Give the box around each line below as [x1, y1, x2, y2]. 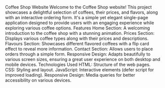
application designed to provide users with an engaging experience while [5, 20, 154, 26]
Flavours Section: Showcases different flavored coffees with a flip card [5, 41, 149, 46]
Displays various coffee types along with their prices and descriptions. [5, 35, 149, 41]
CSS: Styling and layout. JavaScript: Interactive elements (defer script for [5, 67, 154, 73]
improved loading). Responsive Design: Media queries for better [5, 72, 135, 78]
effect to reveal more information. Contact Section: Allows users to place [5, 46, 153, 52]
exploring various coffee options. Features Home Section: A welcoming [5, 25, 150, 31]
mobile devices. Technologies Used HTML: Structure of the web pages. [5, 61, 151, 67]
